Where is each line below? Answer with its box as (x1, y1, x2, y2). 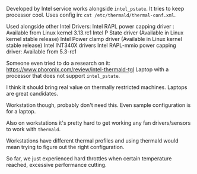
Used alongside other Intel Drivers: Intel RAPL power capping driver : (6, 23, 174, 30)
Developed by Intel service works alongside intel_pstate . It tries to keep (6, 5, 185, 12)
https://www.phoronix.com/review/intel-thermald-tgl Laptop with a (6, 66, 169, 73)
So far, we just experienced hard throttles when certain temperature (6, 155, 172, 162)
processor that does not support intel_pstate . (6, 72, 120, 79)
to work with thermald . (6, 126, 61, 132)
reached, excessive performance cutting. (6, 162, 107, 168)
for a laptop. (6, 108, 36, 115)
